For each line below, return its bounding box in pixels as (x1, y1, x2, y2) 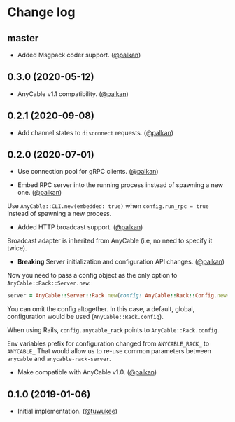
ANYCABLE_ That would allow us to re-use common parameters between (7, 347, 211, 355)
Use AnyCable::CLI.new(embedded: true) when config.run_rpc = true (7, 202, 209, 210)
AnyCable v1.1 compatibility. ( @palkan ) (17, 89, 129, 98)
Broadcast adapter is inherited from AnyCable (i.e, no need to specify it (7, 236, 213, 245)
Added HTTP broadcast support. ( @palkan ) (17, 223, 143, 231)
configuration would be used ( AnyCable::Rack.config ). (7, 313, 164, 321)
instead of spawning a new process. (7, 210, 112, 218)
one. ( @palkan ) (17, 189, 62, 197)
